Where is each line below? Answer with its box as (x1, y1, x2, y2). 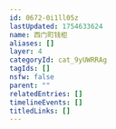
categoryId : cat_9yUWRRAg (9, 55, 107, 64)
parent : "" (9, 81, 51, 90)
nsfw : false (9, 73, 54, 82)
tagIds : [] (9, 64, 51, 74)
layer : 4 (9, 47, 43, 56)
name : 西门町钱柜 (9, 30, 68, 39)
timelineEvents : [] (9, 97, 83, 107)
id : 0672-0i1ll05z (9, 13, 79, 23)
